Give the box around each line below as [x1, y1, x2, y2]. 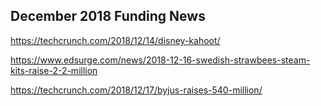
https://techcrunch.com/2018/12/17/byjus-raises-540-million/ [10, 84, 263, 96]
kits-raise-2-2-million [10, 64, 98, 76]
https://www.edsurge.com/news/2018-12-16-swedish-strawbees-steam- [10, 54, 311, 66]
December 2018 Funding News [10, 8, 206, 25]
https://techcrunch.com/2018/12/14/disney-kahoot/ [10, 34, 221, 46]
